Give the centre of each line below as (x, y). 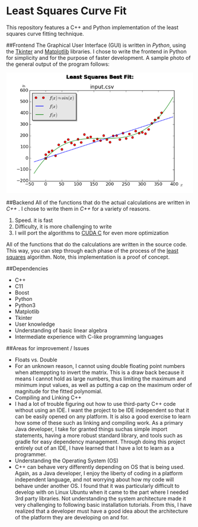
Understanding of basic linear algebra (61, 330)
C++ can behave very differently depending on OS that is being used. (100, 466)
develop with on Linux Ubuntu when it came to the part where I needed (101, 492)
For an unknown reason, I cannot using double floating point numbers (100, 366)
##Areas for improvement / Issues (48, 348)
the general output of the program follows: (58, 64)
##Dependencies (27, 268)
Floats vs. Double (36, 360)
